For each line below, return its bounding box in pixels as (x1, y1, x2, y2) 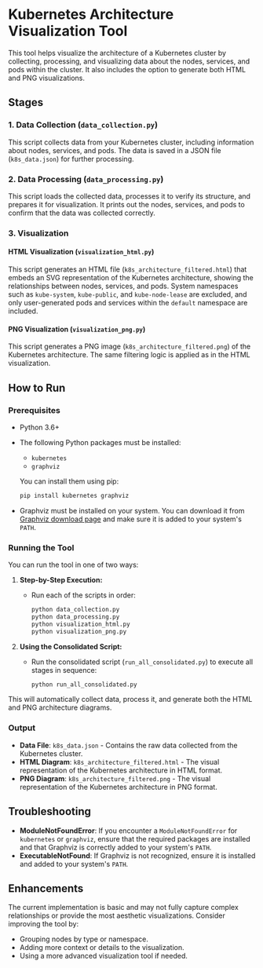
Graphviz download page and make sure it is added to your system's (19, 514, 242, 524)
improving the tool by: (8, 919, 79, 929)
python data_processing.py (31, 612, 120, 621)
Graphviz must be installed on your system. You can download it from (19, 506, 245, 515)
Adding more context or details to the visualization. (19, 943, 184, 952)
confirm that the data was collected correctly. (8, 208, 155, 217)
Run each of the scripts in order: (31, 590, 136, 600)
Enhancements (8, 882, 84, 895)
